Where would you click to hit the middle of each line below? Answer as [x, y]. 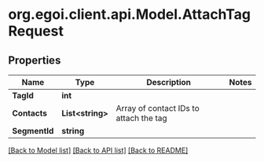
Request [36, 31]
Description [169, 82]
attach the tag [141, 118]
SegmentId [33, 131]
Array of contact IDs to [158, 108]
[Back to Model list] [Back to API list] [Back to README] [98, 150]
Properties [35, 60]
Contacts [29, 113]
